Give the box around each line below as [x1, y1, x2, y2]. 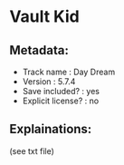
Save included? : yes [22, 86, 100, 96]
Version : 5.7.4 [22, 76, 76, 87]
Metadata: [9, 43, 70, 58]
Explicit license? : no [22, 95, 100, 106]
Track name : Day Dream [22, 66, 116, 77]
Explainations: [9, 121, 92, 137]
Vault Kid [9, 6, 80, 27]
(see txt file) [9, 145, 54, 156]
